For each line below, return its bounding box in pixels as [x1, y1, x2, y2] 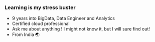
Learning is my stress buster [5, 4, 76, 11]
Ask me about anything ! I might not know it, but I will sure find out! [12, 26, 150, 32]
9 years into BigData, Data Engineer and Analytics [12, 15, 115, 21]
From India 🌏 [12, 31, 40, 37]
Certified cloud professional [12, 20, 70, 26]
